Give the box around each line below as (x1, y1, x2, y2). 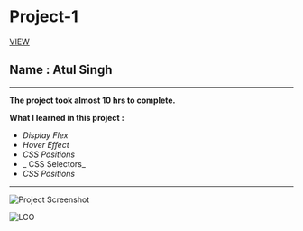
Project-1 (9, 6, 78, 27)
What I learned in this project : (9, 112, 124, 123)
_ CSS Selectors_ (22, 158, 86, 169)
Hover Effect (22, 139, 69, 150)
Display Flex (22, 129, 69, 141)
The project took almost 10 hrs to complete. (9, 95, 176, 106)
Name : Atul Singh (9, 62, 113, 78)
